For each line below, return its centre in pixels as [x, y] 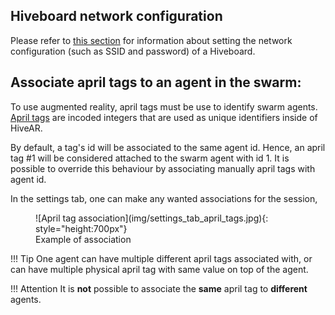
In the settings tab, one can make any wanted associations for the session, [164, 198]
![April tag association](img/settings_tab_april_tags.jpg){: [152, 218]
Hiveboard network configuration [116, 16]
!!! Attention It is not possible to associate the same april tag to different [159, 288]
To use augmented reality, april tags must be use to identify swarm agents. [164, 106]
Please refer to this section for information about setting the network [151, 40]
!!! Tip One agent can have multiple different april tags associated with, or [161, 258]
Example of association [83, 239]
